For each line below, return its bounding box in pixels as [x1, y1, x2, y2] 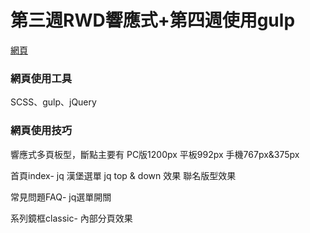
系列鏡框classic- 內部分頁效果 [10, 212, 133, 224]
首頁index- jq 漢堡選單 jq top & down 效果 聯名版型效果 [10, 169, 237, 181]
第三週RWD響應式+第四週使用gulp [10, 9, 296, 32]
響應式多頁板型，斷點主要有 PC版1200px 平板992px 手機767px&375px [10, 148, 300, 160]
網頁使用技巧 [10, 124, 73, 138]
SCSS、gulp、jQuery [10, 96, 97, 108]
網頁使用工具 [10, 71, 73, 85]
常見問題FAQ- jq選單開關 [10, 191, 112, 203]
